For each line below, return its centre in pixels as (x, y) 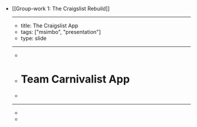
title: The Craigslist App (49, 26)
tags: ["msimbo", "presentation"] (61, 32)
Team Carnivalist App (75, 79)
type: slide (33, 38)
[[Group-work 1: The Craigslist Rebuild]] (61, 9)
